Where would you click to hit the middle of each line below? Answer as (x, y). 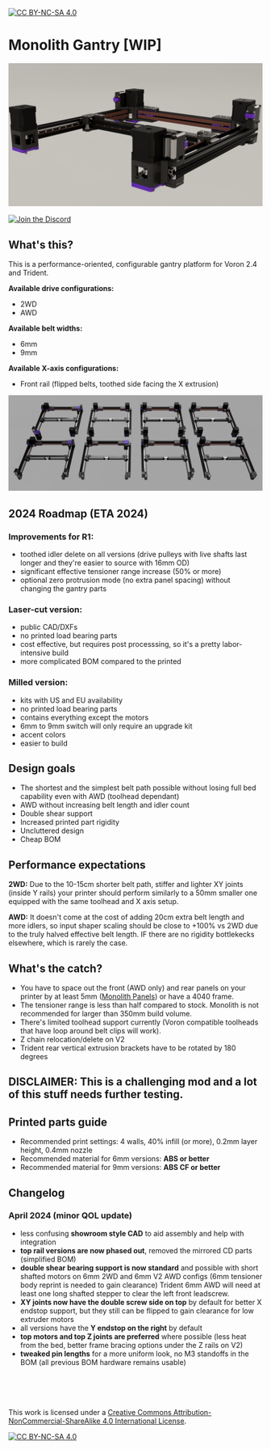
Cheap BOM (40, 839)
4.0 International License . (144, 1421)
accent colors (43, 734)
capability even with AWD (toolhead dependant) (100, 796)
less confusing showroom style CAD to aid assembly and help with (132, 1233)
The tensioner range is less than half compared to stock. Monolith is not (140, 1005)
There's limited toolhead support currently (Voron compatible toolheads (139, 1022)
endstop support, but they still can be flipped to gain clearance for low (137, 1311)
